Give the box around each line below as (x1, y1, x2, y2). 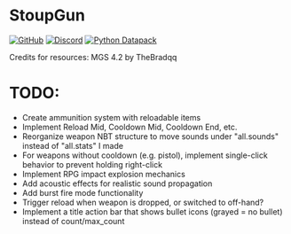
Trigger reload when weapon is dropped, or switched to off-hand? (21, 197, 264, 207)
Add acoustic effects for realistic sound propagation (21, 178, 213, 189)
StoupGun (9, 5, 86, 26)
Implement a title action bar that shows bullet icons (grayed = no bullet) (21, 206, 283, 217)
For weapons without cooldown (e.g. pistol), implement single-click (21, 150, 268, 160)
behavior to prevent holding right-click (21, 159, 162, 169)
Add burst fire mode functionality (21, 187, 144, 198)
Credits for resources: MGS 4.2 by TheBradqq (9, 51, 177, 62)
